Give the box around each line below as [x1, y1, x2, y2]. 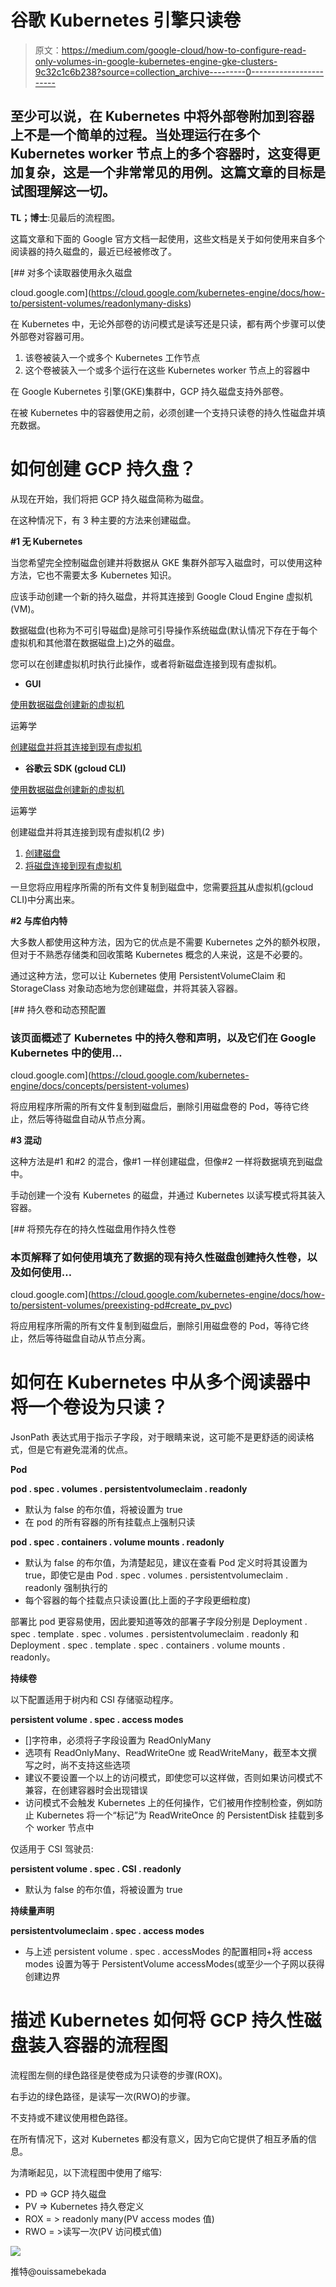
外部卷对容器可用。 [10, 330, 90, 342]
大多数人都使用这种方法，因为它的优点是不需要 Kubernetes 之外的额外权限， [10, 936, 326, 948]
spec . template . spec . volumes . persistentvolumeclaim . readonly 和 [10, 1628, 300, 1640]
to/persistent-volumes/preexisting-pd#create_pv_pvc [10, 1299, 230, 1311]
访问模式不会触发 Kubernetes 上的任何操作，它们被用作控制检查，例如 [24, 1797, 315, 1809]
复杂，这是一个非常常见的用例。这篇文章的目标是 [23, 164, 326, 181]
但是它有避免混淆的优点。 [27, 1444, 133, 1456]
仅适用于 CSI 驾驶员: [10, 1843, 94, 1855]
